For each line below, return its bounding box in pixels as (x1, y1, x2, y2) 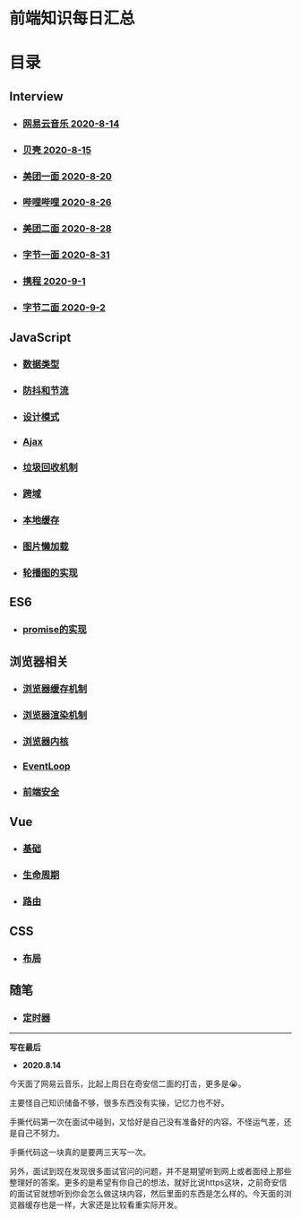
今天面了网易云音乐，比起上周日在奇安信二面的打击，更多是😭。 (9, 1078, 246, 1090)
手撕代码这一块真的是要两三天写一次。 (9, 1147, 150, 1158)
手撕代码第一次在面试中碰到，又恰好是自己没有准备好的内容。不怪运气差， (9, 1117, 284, 1127)
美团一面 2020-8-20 (21, 170, 112, 182)
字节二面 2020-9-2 (21, 301, 106, 314)
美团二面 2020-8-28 (21, 222, 112, 235)
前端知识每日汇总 (9, 8, 136, 29)
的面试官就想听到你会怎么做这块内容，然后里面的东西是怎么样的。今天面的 (9, 1188, 284, 1199)
